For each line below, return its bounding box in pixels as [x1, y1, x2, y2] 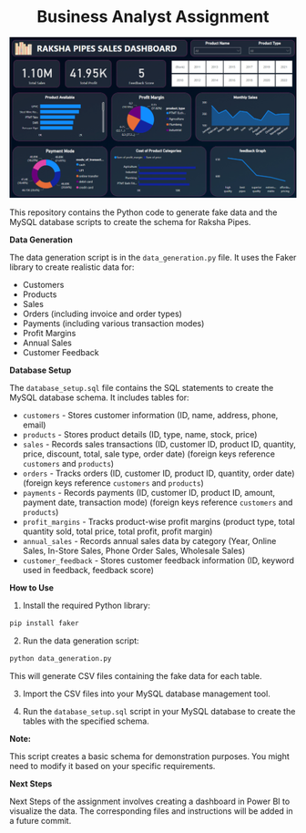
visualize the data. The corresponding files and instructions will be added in [9, 805, 293, 817]
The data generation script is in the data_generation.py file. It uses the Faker [9, 252, 297, 262]
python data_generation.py [9, 653, 112, 663]
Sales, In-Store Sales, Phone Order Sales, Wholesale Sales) [22, 545, 246, 556]
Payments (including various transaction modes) [22, 317, 205, 329]
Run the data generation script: [22, 635, 139, 646]
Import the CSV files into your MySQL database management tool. [22, 688, 270, 699]
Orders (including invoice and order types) [22, 308, 182, 319]
